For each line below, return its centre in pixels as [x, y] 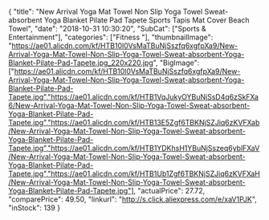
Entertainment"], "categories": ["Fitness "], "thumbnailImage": [111, 37]
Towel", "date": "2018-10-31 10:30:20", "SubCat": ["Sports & [107, 29]
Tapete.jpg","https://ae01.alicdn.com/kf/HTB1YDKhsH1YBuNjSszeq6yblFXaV [134, 148]
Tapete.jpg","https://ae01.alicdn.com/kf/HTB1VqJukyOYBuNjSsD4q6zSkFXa [134, 97]
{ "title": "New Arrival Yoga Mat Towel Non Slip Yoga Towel [106, 12]
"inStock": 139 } [35, 208]
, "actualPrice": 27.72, [169, 191]
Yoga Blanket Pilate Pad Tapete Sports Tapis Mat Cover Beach [147, 20]
